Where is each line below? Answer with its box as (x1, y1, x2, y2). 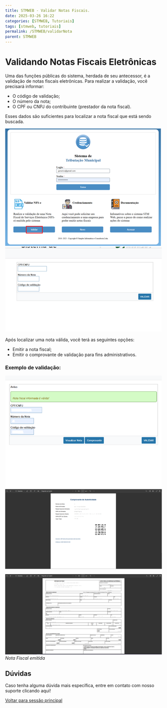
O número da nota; (12, 98, 51, 104)
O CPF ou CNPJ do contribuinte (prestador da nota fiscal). (12, 104, 132, 110)
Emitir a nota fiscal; (12, 346, 52, 352)
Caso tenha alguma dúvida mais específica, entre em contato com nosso (5, 683, 155, 689)
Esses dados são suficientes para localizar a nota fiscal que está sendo (5, 113, 152, 119)
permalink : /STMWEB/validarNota (5, 29, 72, 34)
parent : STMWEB (5, 34, 37, 39)
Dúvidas (5, 669, 31, 678)
